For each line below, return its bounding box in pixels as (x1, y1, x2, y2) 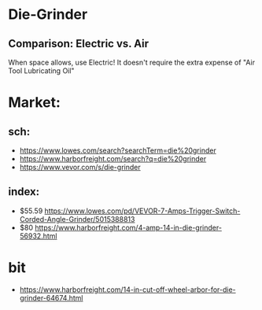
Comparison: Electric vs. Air (8, 37, 149, 50)
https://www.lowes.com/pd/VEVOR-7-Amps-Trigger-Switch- (44, 206, 241, 216)
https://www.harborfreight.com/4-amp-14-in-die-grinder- (35, 223, 223, 232)
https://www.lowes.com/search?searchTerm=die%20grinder (19, 146, 216, 155)
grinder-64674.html (19, 293, 83, 302)
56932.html (19, 231, 57, 241)
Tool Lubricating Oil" (8, 66, 75, 76)
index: (8, 185, 40, 198)
